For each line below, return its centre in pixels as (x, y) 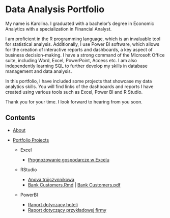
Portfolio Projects (31, 140)
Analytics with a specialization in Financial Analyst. (59, 29)
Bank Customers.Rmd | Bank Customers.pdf (74, 185)
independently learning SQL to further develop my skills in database (76, 66)
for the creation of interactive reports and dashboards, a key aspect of (79, 49)
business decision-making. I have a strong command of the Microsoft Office (85, 55)
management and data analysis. (39, 71)
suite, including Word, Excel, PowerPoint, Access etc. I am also (71, 60)
